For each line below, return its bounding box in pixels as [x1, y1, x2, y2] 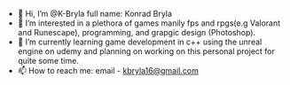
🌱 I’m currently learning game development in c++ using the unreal [17, 36, 263, 47]
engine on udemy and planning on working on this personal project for [17, 46, 275, 57]
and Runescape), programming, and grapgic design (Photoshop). [17, 27, 255, 37]
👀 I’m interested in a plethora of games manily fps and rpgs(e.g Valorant [17, 18, 281, 28]
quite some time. [17, 56, 80, 66]
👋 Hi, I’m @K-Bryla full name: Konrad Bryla [17, 9, 173, 19]
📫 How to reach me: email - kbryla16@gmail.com [17, 66, 200, 75]
